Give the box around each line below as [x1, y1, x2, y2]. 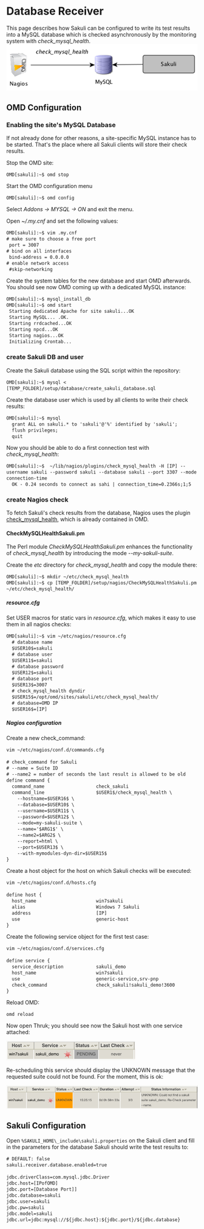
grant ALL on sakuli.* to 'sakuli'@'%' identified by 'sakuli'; [12, 421, 178, 427]
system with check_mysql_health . [6, 37, 91, 44]
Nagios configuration [6, 719, 62, 726]
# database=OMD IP [12, 700, 59, 707]
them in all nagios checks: [6, 621, 72, 628]
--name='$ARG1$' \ [17, 826, 64, 832]
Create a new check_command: [6, 735, 86, 742]
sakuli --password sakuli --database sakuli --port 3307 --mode [30, 469, 197, 475]
